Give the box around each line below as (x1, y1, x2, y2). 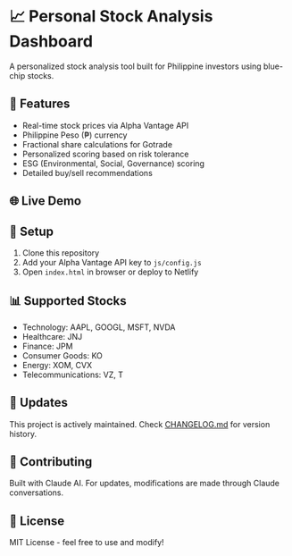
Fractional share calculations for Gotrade (21, 139, 172, 149)
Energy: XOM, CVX (21, 359, 92, 370)
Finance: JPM (21, 341, 73, 351)
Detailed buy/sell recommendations (21, 167, 154, 178)
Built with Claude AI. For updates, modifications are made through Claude (9, 478, 279, 489)
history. (9, 428, 38, 439)
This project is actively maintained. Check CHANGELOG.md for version (9, 418, 271, 429)
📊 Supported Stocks (9, 293, 127, 308)
